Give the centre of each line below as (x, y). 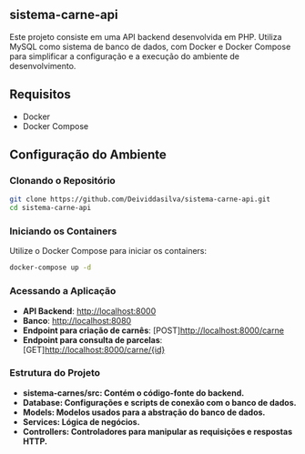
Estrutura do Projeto (55, 373)
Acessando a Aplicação (63, 291)
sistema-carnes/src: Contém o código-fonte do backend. (133, 393)
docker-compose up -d (51, 267)
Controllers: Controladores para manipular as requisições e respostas (158, 431)
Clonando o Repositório (62, 180)
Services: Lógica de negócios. (81, 421)
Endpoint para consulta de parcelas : (92, 339)
